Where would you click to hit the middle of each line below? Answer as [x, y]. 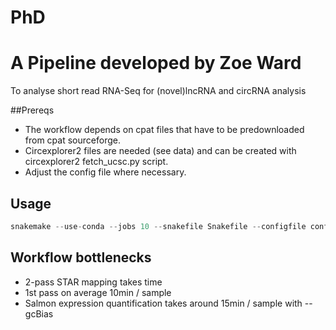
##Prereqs [32, 110]
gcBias [39, 313]
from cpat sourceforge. [72, 140]
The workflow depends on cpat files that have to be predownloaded [164, 130]
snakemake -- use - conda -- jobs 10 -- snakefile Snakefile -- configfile [158, 226]
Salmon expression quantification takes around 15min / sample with [163, 303]
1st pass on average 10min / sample [98, 292]
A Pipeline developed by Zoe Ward [156, 63]
